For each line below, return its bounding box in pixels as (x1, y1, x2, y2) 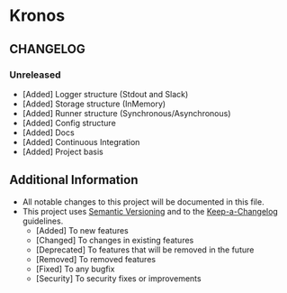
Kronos (9, 5, 66, 26)
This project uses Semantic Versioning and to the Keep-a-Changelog (22, 206, 279, 216)
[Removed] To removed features (35, 253, 156, 264)
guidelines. (22, 215, 64, 226)
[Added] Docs (22, 127, 75, 138)
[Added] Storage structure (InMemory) (22, 98, 166, 109)
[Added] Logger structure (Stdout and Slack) (22, 88, 189, 99)
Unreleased (9, 69, 61, 81)
